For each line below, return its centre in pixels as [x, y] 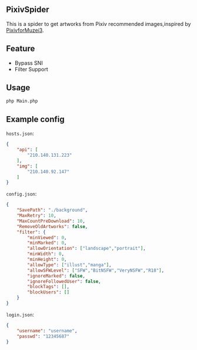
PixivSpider [28, 10]
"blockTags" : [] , [48, 287]
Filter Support [31, 69]
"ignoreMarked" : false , [56, 276]
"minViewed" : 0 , [47, 237]
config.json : [21, 194]
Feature [21, 49]
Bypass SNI [29, 63]
